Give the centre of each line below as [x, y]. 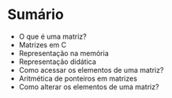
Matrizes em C [43, 44]
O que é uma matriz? [53, 36]
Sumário [36, 15]
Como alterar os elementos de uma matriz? [89, 87]
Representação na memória [64, 53]
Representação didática [57, 62]
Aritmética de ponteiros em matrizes [78, 78]
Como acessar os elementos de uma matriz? [91, 70]
